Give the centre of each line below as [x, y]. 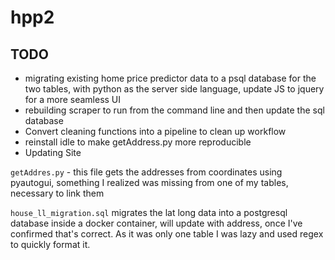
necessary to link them [57, 193]
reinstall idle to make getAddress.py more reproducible [138, 142]
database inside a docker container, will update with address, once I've [156, 223]
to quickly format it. [50, 244]
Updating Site [53, 152]
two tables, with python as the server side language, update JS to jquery [174, 89]
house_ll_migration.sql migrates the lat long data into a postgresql [149, 212]
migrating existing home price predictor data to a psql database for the [170, 78]
